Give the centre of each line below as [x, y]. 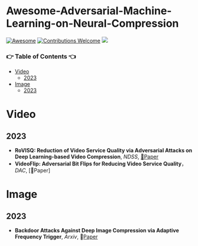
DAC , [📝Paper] [33, 171]
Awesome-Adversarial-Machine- [89, 11]
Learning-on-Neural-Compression [92, 23]
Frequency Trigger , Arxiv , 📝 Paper [56, 237]
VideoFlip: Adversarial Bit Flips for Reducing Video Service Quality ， [101, 164]
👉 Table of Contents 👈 [41, 56]
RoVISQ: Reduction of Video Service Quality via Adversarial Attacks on [103, 151]
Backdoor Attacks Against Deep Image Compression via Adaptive [97, 231]
